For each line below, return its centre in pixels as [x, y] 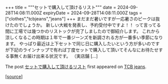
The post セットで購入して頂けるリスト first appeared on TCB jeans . [76, 67]
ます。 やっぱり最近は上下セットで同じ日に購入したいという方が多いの [78, 43]
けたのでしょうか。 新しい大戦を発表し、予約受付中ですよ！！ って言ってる [83, 25]
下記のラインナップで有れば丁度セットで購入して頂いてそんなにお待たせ [84, 50]
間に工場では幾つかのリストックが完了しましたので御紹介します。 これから [82, 31]
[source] [14, 77]
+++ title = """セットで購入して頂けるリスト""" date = [61, 7]
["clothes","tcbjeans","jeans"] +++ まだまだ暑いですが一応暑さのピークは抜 [83, 19]
